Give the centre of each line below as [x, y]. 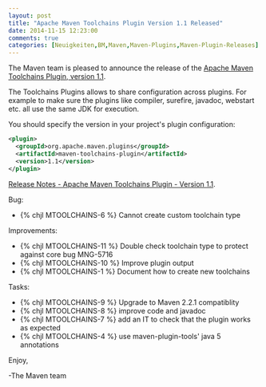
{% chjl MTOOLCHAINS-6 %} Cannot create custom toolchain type [130, 215]
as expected [40, 327]
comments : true [34, 38]
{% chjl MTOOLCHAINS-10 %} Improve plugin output [107, 263]
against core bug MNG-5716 [66, 254]
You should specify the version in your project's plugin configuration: [122, 124]
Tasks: [19, 286]
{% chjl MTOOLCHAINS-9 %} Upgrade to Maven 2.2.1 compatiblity [129, 302]
